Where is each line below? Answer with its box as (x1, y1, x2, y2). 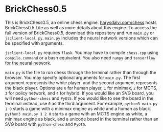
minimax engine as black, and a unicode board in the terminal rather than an (5, 116, 159, 122)
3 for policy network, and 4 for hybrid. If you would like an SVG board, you (5, 90, 154, 96)
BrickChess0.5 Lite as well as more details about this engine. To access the (5, 24, 157, 30)
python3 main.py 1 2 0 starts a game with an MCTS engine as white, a (5, 111, 148, 116)
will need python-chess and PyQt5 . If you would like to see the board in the (5, 95, 154, 101)
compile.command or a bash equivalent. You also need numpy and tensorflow (5, 55, 156, 60)
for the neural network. (5, 60, 51, 66)
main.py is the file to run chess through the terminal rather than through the (5, 69, 157, 75)
